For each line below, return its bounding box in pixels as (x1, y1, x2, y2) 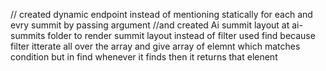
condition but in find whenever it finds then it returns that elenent (10, 51, 278, 63)
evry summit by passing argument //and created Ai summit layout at (10, 19, 290, 31)
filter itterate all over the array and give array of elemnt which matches (10, 40, 301, 52)
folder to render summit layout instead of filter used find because (47, 30, 316, 41)
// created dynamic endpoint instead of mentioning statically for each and (10, 9, 313, 20)
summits (10, 30, 46, 41)
